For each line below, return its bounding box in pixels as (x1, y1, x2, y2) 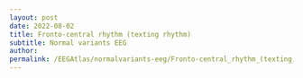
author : (9, 47, 39, 56)
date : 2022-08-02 (9, 22, 75, 30)
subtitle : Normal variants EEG (9, 38, 127, 48)
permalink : (9, 55, 50, 64)
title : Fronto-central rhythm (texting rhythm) (9, 30, 192, 39)
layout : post (9, 13, 59, 22)
